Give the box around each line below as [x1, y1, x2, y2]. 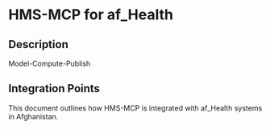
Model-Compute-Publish [8, 58, 91, 68]
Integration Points [8, 82, 101, 95]
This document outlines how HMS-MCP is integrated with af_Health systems [8, 103, 263, 113]
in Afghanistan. [8, 111, 59, 121]
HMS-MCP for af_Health [8, 6, 173, 24]
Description [8, 38, 69, 51]
